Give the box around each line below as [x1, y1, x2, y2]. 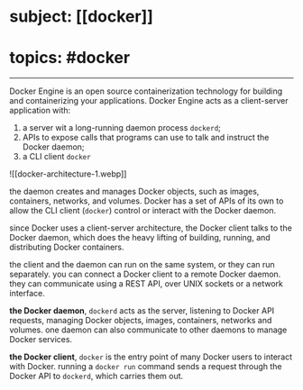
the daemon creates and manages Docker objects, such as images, [9, 186, 260, 197]
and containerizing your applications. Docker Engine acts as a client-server [9, 95, 289, 106]
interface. [9, 288, 45, 299]
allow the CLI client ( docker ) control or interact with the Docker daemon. [9, 205, 277, 216]
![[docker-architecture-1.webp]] [9, 168, 127, 179]
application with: [9, 105, 71, 116]
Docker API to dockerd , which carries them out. [9, 371, 184, 382]
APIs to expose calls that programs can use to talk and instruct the [22, 132, 270, 143]
